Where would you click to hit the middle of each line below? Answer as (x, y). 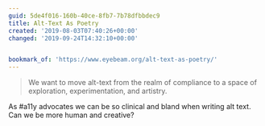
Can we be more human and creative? (71, 115)
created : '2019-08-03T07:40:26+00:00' (73, 30)
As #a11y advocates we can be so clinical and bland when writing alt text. (130, 107)
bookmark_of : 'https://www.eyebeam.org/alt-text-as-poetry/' (113, 60)
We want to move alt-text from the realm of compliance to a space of (143, 83)
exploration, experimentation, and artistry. (97, 91)
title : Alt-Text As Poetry (54, 23)
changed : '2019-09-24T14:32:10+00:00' (73, 38)
